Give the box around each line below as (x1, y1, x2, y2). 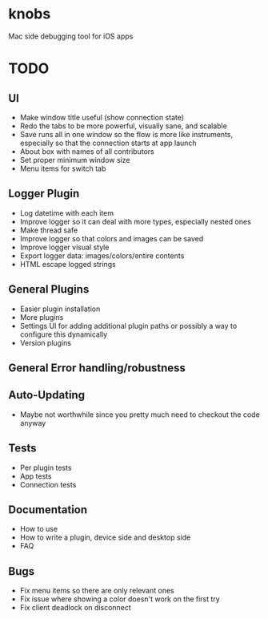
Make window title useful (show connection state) (19, 112, 185, 122)
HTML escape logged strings (19, 259, 116, 269)
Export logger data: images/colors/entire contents (19, 250, 185, 261)
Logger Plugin (8, 187, 80, 200)
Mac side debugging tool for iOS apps (8, 31, 134, 41)
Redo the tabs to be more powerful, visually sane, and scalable (19, 121, 228, 131)
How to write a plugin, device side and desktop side (19, 532, 191, 542)
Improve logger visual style (19, 242, 110, 252)
